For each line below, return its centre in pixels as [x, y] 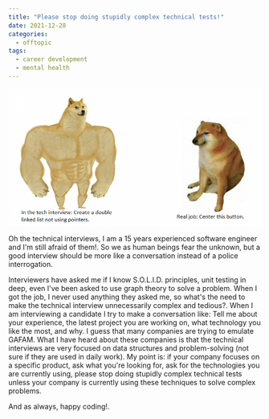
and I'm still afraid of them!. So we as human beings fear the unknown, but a [134, 247]
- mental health [43, 68]
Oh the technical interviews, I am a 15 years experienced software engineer [133, 238]
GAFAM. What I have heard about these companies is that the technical [126, 339]
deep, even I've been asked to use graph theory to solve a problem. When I [133, 288]
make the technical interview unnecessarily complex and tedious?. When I [131, 305]
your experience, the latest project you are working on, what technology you [134, 322]
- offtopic [34, 43]
